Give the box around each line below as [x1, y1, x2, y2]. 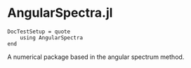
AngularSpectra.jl [7, 5, 113, 21]
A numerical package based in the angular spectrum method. [7, 53, 185, 61]
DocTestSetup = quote [7, 28, 71, 35]
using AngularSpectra [20, 34, 83, 41]
